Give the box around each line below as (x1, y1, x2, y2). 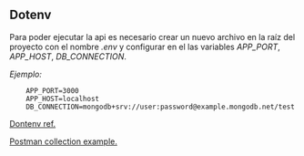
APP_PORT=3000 (25, 86, 79, 95)
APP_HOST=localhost (25, 94, 100, 103)
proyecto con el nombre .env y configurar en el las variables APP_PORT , (9, 41, 280, 52)
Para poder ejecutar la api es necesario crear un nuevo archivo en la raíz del (9, 31, 296, 42)
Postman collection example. (9, 136, 118, 147)
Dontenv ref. (9, 118, 56, 129)
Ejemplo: (9, 68, 43, 79)
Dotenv (9, 7, 52, 23)
